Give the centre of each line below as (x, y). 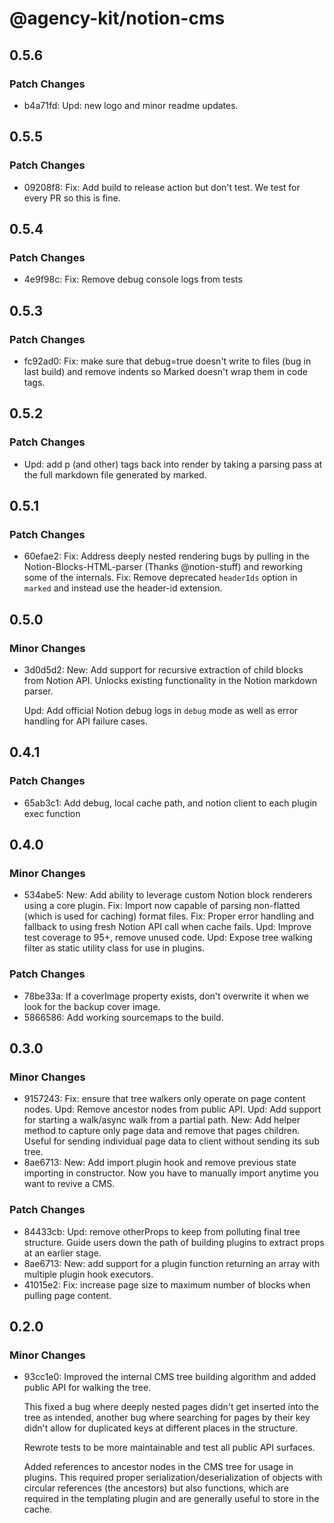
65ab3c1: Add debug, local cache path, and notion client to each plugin (170, 803)
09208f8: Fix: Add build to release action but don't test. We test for (162, 187)
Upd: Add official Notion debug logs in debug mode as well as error (161, 710)
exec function (52, 813)
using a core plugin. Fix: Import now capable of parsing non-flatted (162, 906)
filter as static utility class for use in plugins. (114, 948)
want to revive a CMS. (69, 1184)
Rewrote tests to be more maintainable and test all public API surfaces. (169, 1448)
